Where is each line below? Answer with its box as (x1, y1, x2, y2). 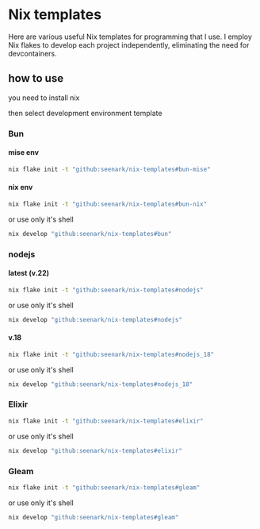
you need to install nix (8, 93, 80, 102)
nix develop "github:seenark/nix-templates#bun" (8, 230, 172, 237)
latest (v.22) (8, 268, 50, 278)
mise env (8, 148, 40, 157)
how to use (8, 71, 64, 85)
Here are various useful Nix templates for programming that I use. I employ (8, 32, 252, 41)
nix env (8, 183, 33, 192)
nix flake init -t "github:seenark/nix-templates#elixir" (8, 417, 204, 425)
